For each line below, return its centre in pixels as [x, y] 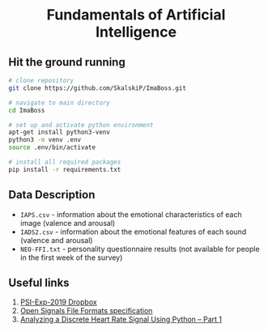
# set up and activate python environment [81, 125]
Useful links [39, 282]
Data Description [52, 195]
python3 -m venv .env [45, 140]
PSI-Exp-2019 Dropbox [58, 302]
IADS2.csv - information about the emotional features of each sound [133, 232]
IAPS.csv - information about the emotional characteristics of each [131, 214]
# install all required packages [65, 162]
